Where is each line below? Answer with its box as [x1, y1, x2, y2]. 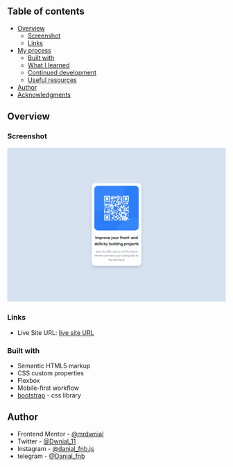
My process [17, 46, 52, 54]
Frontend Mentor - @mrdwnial [17, 429, 104, 438]
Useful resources [27, 76, 78, 84]
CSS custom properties [17, 368, 85, 377]
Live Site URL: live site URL [17, 328, 95, 336]
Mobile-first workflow [17, 384, 80, 392]
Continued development [27, 68, 97, 76]
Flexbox [17, 376, 40, 384]
